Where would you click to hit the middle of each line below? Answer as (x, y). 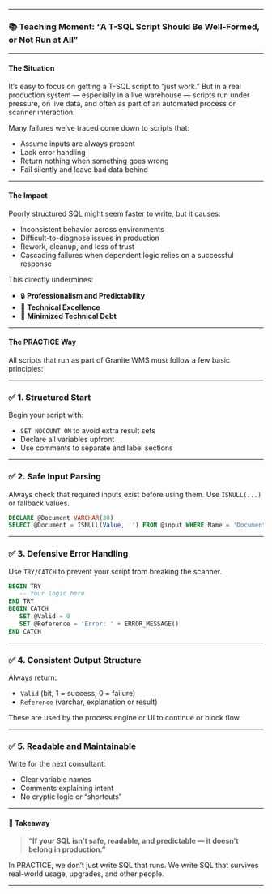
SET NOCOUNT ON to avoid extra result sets (88, 431)
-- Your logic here (52, 594)
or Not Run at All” (43, 40)
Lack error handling (53, 152)
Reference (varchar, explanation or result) (89, 702)
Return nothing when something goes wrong (94, 161)
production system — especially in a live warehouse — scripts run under (129, 95)
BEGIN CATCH (28, 609)
